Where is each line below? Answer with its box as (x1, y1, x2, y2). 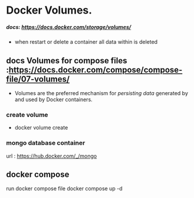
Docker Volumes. (6, 4, 93, 17)
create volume (6, 111, 48, 119)
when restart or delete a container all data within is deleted (14, 38, 158, 46)
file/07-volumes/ (6, 74, 70, 84)
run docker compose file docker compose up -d (6, 185, 123, 192)
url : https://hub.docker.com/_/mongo (6, 152, 97, 160)
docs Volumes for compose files (6, 56, 127, 66)
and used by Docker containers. (14, 96, 93, 103)
